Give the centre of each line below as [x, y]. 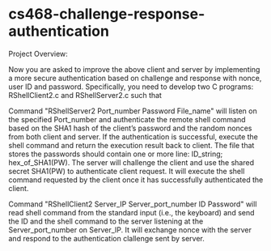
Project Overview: [38, 53]
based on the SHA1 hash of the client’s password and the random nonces [130, 128]
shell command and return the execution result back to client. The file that [131, 145]
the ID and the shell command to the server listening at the [106, 221]
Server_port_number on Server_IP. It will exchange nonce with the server [130, 230]
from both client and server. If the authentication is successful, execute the [133, 136]
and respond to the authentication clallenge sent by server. [106, 238]
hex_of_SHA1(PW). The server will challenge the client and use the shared [131, 162]
